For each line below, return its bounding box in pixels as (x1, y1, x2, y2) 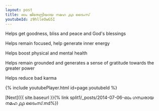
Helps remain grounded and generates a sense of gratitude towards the (5, 60, 154, 66)
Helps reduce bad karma (5, 75, 57, 81)
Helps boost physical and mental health (5, 50, 87, 56)
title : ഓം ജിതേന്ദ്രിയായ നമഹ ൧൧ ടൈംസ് (5, 12, 90, 17)
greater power (5, 65, 35, 71)
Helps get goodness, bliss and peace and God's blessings (5, 31, 126, 37)
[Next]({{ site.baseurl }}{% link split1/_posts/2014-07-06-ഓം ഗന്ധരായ (5, 94, 154, 101)
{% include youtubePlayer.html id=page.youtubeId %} (5, 85, 118, 91)
